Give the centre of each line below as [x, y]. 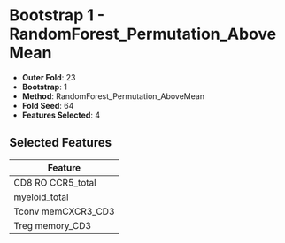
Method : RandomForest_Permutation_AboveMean [113, 96]
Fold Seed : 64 [48, 105]
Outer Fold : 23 [49, 77]
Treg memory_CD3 [52, 225]
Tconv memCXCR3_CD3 [64, 211]
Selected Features [61, 143]
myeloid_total [41, 197]
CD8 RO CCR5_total [55, 182]
